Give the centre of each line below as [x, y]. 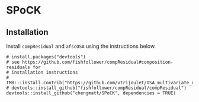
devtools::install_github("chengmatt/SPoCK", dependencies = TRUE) [91, 93]
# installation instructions [42, 73]
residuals [18, 67]
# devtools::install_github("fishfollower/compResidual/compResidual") [96, 88]
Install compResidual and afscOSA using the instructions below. [81, 46]
